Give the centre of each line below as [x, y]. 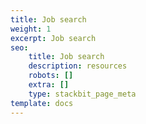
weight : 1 [31, 29]
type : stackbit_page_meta [82, 94]
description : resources [78, 66]
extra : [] [49, 85]
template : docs [42, 103]
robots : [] [51, 76]
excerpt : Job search [53, 38]
